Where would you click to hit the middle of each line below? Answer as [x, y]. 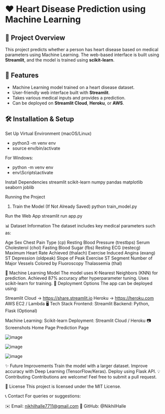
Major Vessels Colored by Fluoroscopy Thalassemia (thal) [64, 263]
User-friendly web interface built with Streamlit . [61, 93]
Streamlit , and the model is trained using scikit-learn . [60, 60]
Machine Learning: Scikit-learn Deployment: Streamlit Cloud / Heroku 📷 [78, 320]
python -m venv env [33, 167]
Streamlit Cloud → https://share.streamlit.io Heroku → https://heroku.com [80, 298]
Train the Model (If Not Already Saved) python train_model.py [75, 206]
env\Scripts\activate [33, 172]
